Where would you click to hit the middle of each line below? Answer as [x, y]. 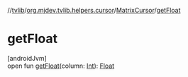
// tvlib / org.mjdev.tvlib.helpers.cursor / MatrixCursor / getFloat [94, 10]
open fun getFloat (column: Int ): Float [61, 66]
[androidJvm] [27, 58]
